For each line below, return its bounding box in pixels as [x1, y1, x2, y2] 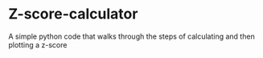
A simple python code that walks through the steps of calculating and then [8, 31, 255, 41]
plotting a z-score [8, 39, 68, 49]
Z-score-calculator [8, 5, 138, 23]
